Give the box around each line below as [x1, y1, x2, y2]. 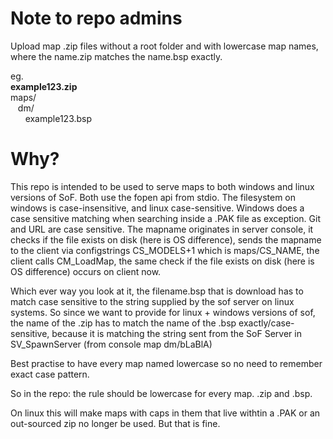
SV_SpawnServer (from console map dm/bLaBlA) [10, 338, 213, 350]
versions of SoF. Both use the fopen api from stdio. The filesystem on [10, 191, 297, 203]
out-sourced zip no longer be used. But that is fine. [10, 417, 221, 429]
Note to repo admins [10, 7, 183, 30]
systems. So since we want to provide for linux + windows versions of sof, [10, 306, 316, 318]
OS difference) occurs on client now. [10, 265, 162, 277]
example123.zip [10, 80, 78, 92]
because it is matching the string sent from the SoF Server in [51, 327, 302, 339]
